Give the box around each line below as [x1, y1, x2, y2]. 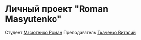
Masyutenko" [5, 13, 62, 25]
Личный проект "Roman [5, 3, 109, 14]
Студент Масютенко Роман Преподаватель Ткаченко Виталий [5, 29, 136, 35]
